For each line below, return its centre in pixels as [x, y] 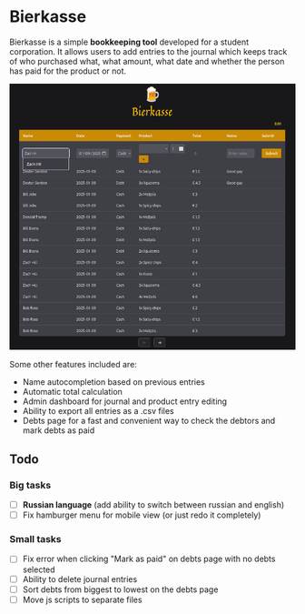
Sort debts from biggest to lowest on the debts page [120, 589]
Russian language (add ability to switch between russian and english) [153, 505]
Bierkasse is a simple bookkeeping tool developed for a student [129, 42]
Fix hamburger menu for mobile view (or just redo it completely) [142, 515]
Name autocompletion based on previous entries [114, 382]
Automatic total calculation [72, 392]
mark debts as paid [59, 430]
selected [39, 569]
